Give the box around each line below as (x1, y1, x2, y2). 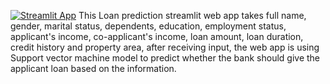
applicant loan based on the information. (10, 63, 177, 74)
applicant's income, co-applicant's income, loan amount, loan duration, (10, 31, 304, 42)
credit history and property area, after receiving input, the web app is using (10, 41, 320, 53)
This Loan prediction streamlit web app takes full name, (78, 10, 307, 21)
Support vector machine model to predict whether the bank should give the (10, 52, 320, 64)
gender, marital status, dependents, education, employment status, (10, 20, 287, 32)
